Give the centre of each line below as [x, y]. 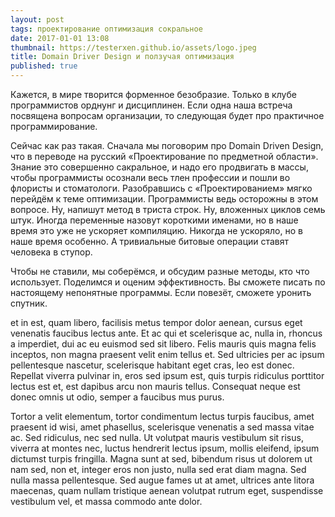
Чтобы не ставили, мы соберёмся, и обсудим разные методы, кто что [160, 271]
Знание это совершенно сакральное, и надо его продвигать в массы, [159, 167]
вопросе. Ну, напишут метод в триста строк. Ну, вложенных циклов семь [168, 209]
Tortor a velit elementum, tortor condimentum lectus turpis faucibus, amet [162, 416]
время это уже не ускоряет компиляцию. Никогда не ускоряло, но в [156, 230]
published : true [44, 66]
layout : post [37, 19]
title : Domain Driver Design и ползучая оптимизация [122, 57]
